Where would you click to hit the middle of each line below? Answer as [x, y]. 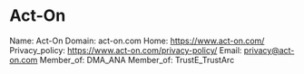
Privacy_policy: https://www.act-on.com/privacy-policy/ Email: [126, 50]
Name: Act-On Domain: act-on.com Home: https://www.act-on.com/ [137, 41]
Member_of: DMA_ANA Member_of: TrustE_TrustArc [137, 60]
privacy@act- [269, 50]
